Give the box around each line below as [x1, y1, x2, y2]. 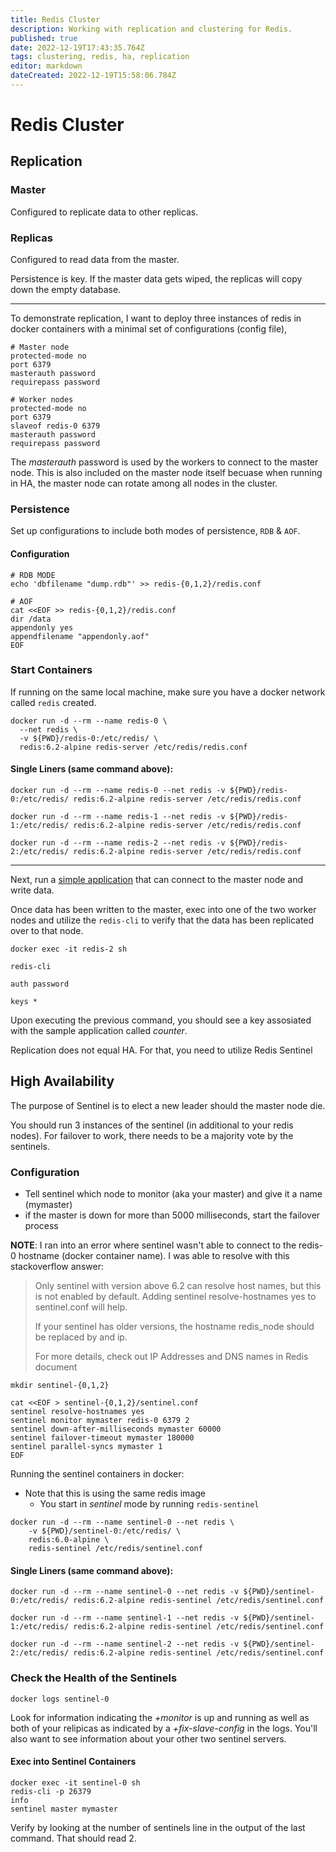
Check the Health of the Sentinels [10, 1671, 178, 1685]
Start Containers [10, 663, 93, 677]
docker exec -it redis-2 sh [10, 944, 128, 955]
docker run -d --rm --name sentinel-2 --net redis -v [10, 1639, 240, 1650]
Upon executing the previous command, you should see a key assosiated [10, 1014, 312, 1026]
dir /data [10, 614, 52, 624]
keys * [10, 997, 38, 1007]
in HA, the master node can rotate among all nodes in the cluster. [10, 477, 278, 490]
